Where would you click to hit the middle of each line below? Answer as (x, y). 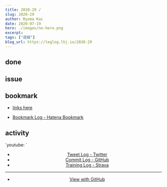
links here (22, 108)
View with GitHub (87, 180)
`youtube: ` (16, 145)
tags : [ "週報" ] (20, 38)
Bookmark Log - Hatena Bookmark (48, 118)
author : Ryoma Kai (24, 19)
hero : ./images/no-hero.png (34, 28)
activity (17, 133)
